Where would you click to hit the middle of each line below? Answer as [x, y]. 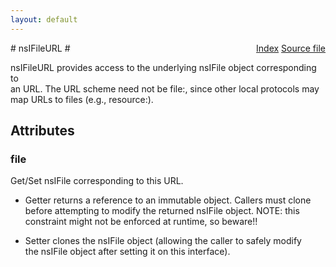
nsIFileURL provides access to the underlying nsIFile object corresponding [163, 67]
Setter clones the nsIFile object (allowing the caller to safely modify [163, 241]
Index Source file [291, 48]
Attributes [42, 131]
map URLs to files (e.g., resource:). [82, 99]
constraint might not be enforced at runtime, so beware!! [141, 222]
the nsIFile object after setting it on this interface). [127, 252]
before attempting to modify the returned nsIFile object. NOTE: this [162, 211]
